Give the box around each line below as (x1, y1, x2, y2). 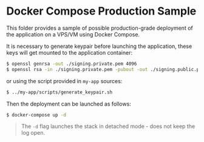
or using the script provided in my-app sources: (6, 77, 123, 84)
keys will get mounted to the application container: (6, 49, 133, 56)
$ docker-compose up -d (6, 112, 67, 118)
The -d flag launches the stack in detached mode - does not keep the (21, 123, 195, 130)
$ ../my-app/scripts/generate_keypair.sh (6, 89, 113, 95)
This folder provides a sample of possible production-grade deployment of (6, 24, 193, 32)
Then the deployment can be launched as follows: (6, 100, 132, 107)
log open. (21, 129, 46, 137)
